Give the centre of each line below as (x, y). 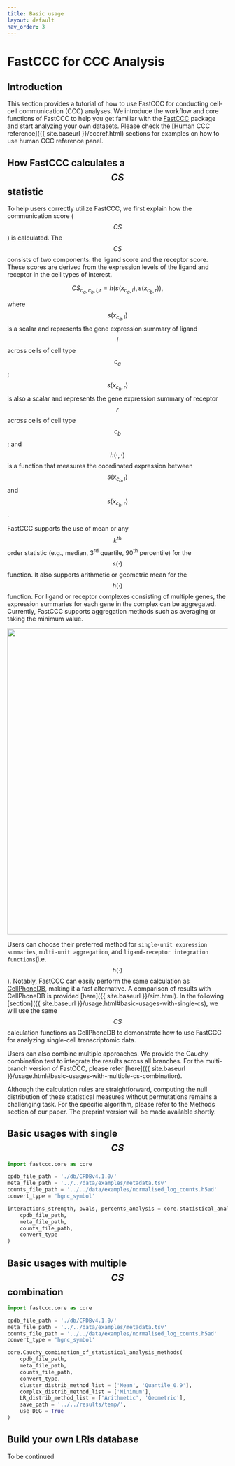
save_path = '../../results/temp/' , (73, 1405)
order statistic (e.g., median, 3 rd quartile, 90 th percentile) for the (99, 552)
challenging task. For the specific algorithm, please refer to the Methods (111, 1104)
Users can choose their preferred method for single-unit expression (107, 944)
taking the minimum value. (45, 619)
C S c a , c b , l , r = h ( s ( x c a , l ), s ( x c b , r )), (117, 289)
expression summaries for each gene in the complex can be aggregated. (112, 604)
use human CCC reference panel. (55, 141)
